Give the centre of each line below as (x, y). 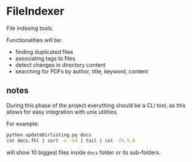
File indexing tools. (30, 28)
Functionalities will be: (34, 40)
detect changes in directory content (60, 65)
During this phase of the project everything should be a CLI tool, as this (96, 105)
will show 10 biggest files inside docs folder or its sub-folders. (83, 152)
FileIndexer (35, 11)
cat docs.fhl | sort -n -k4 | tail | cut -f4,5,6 (71, 141)
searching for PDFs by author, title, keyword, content (82, 71)
